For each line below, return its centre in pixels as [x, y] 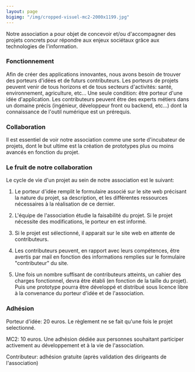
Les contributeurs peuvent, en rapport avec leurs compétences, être [97, 251]
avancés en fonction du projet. [43, 152]
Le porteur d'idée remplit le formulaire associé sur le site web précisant [100, 192]
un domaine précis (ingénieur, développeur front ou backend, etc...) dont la [97, 105]
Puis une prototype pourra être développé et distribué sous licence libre [101, 287]
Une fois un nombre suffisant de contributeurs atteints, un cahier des [98, 274]
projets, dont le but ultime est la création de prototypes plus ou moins [90, 146]
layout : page [22, 11]
